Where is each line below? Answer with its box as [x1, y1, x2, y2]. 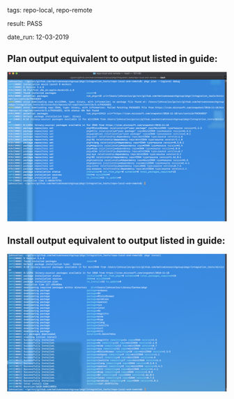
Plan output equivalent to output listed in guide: [7, 53, 218, 65]
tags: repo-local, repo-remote [7, 6, 93, 14]
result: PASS [7, 19, 43, 27]
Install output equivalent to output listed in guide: [7, 235, 226, 247]
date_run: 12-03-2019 [7, 33, 70, 41]
